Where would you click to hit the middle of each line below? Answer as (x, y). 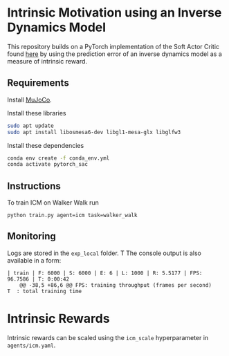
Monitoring (32, 236)
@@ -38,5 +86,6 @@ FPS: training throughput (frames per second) (116, 285)
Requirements (38, 83)
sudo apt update (30, 126)
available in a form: (34, 260)
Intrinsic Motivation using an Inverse (114, 13)
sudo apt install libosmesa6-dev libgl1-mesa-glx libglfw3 (94, 132)
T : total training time (44, 291)
